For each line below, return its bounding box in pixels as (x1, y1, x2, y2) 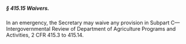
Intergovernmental (6, 25, 51, 32)
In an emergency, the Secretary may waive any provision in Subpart (6, 19, 170, 26)
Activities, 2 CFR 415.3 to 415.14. (6, 31, 84, 38)
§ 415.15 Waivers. (6, 5, 50, 12)
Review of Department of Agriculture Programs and (52, 25, 176, 32)
